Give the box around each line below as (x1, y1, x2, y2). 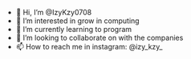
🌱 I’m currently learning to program (15, 25, 132, 33)
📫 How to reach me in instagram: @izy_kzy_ (15, 42, 163, 51)
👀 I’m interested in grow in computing (15, 16, 140, 26)
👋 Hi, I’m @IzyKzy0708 (15, 8, 92, 17)
